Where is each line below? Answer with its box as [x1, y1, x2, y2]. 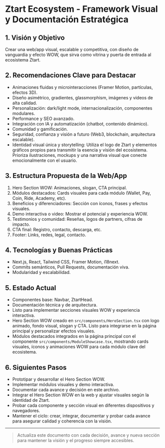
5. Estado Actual [5, 284, 56, 292]
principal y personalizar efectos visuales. [12, 328, 96, 334]
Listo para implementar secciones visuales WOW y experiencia [12, 307, 140, 313]
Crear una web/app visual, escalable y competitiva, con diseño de [5, 47, 139, 52]
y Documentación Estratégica [5, 14, 129, 25]
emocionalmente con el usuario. [12, 157, 78, 163]
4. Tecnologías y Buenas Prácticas [5, 246, 113, 254]
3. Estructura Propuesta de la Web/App [5, 172, 127, 180]
